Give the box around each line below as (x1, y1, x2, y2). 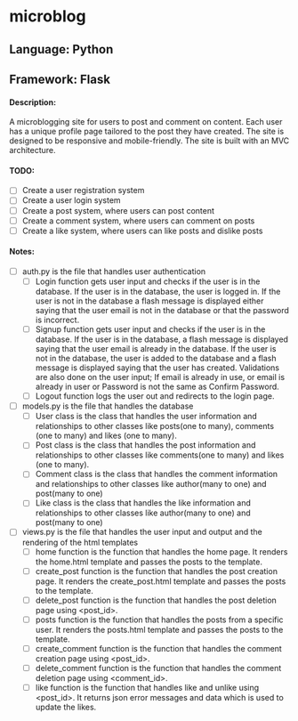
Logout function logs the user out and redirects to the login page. (35, 391, 275, 401)
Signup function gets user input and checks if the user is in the (35, 324, 266, 335)
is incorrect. (35, 314, 80, 326)
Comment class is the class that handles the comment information (35, 469, 278, 480)
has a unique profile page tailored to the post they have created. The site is (9, 126, 285, 137)
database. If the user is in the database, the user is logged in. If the (35, 287, 281, 297)
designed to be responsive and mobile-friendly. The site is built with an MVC (9, 135, 290, 146)
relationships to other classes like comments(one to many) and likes (35, 450, 285, 460)
